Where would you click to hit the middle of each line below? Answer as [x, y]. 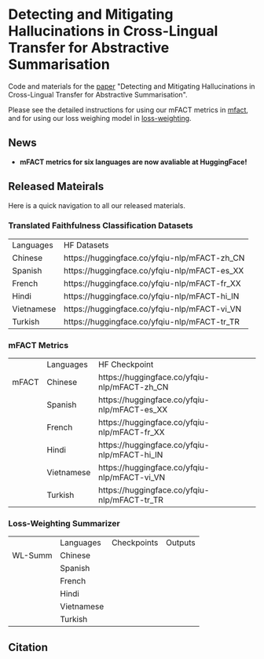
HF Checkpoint [126, 364]
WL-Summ [32, 555]
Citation [28, 647]
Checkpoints [135, 543]
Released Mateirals [56, 187]
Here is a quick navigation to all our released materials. [97, 205]
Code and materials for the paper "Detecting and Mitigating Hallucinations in [132, 86]
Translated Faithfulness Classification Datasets [101, 225]
